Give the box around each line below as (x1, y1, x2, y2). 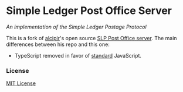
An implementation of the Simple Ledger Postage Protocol (6, 23, 147, 30)
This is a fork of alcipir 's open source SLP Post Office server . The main (6, 34, 177, 41)
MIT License (6, 80, 36, 87)
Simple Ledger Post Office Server (6, 4, 172, 17)
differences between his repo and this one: (6, 41, 110, 48)
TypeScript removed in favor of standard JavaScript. (14, 52, 142, 59)
